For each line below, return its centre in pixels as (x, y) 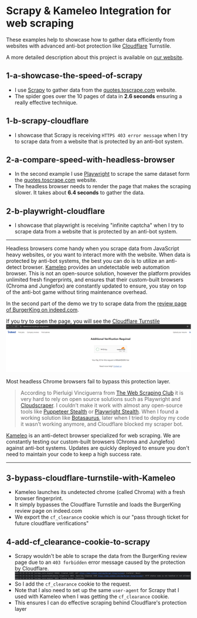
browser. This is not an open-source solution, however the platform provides (98, 273)
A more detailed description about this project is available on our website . (95, 57)
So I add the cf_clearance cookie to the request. (73, 584)
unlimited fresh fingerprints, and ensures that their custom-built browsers (95, 280)
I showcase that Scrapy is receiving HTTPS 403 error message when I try (101, 135)
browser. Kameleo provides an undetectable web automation (96, 267)
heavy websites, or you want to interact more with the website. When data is (98, 255)
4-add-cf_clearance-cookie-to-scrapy (78, 542)
